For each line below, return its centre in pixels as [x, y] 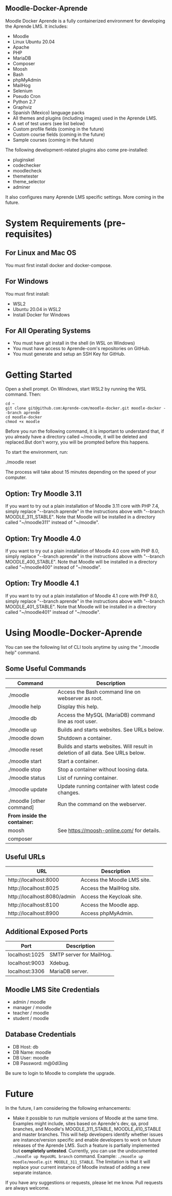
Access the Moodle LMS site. [116, 880]
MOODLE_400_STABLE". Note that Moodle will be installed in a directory [81, 562]
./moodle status [27, 778]
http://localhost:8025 [34, 889]
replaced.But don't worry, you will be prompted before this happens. [77, 442]
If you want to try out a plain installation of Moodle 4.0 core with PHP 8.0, [82, 551]
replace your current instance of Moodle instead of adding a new [81, 1167]
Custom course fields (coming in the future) [59, 134]
